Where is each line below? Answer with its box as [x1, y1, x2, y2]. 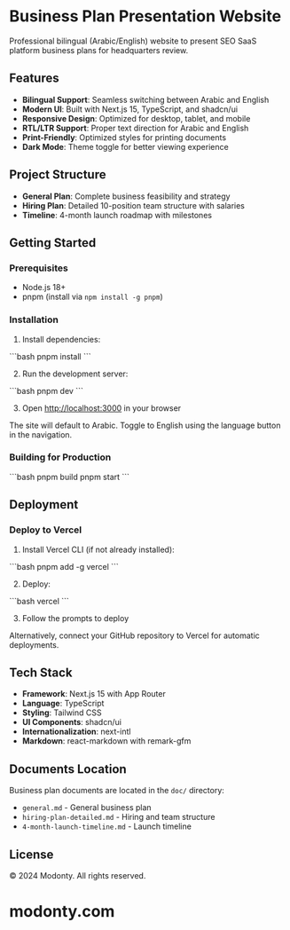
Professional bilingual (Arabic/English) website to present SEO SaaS [9, 35, 257, 46]
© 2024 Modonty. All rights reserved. [9, 870, 146, 880]
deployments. [9, 639, 59, 650]
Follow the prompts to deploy [21, 612, 129, 623]
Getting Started [9, 235, 97, 250]
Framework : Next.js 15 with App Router [21, 689, 166, 699]
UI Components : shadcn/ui [21, 717, 122, 728]
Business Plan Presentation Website [9, 6, 282, 27]
